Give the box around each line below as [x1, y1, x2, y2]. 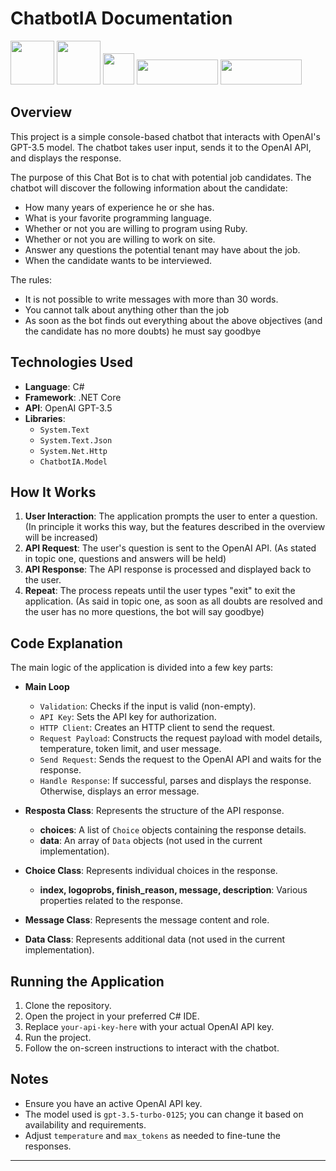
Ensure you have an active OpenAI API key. [24, 1097, 203, 1109]
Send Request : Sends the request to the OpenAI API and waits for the [39, 753, 322, 766]
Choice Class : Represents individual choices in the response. [24, 865, 278, 877]
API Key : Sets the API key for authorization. [39, 711, 217, 723]
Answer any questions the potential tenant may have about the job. [24, 243, 301, 256]
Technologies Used [10, 354, 133, 371]
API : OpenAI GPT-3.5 [24, 402, 113, 414]
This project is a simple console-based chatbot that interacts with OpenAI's [10, 130, 321, 142]
